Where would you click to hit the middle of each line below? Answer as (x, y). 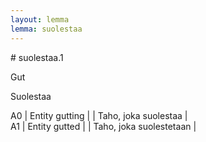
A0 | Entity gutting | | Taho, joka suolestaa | (99, 115)
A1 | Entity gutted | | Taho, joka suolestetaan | (103, 126)
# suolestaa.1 (37, 57)
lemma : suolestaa (46, 29)
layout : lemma (40, 19)
